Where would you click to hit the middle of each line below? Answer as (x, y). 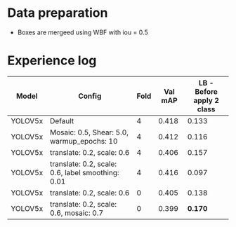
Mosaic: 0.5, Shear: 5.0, (89, 132)
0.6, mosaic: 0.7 (77, 213)
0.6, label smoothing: (85, 172)
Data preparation (58, 13)
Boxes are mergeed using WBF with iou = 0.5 (83, 32)
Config (90, 96)
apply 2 (206, 100)
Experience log (52, 61)
